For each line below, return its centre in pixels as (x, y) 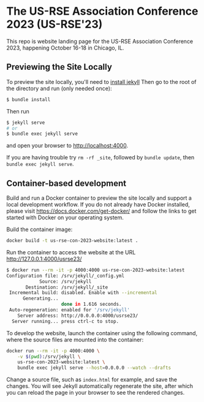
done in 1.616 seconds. (91, 305)
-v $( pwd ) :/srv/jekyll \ (49, 357)
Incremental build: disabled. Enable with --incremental (83, 293)
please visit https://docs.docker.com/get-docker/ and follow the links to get (101, 211)
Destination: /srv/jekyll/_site (67, 287)
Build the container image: (40, 229)
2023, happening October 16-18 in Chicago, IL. (65, 48)
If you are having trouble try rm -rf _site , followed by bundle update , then (100, 157)
